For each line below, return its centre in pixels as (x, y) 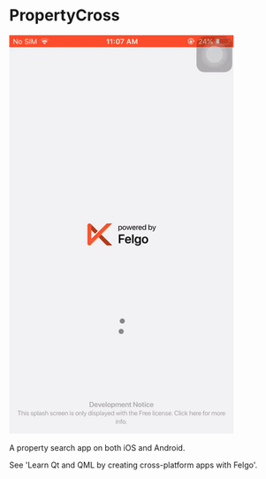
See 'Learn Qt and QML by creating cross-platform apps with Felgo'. (133, 465)
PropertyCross (65, 15)
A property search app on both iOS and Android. (97, 447)
